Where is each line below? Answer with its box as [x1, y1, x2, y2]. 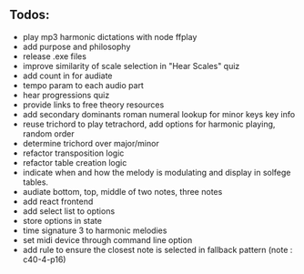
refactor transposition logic [22, 147, 125, 158]
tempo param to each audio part [22, 79, 144, 90]
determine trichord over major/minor [22, 137, 159, 148]
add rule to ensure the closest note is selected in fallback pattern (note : [22, 244, 293, 255]
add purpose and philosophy [22, 41, 131, 52]
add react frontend [22, 196, 94, 207]
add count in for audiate [22, 70, 113, 81]
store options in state [22, 215, 103, 226]
